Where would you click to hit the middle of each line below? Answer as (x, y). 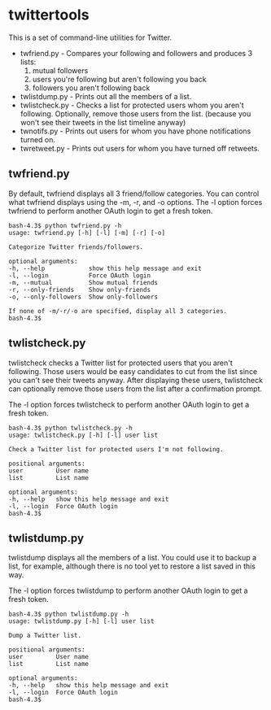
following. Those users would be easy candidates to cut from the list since (133, 371)
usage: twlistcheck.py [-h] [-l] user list (83, 435)
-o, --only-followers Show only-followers (83, 297)
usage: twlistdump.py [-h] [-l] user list (81, 621)
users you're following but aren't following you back (119, 79)
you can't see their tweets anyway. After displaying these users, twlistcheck (135, 380)
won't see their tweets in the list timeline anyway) (103, 122)
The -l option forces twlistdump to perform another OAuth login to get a (128, 590)
